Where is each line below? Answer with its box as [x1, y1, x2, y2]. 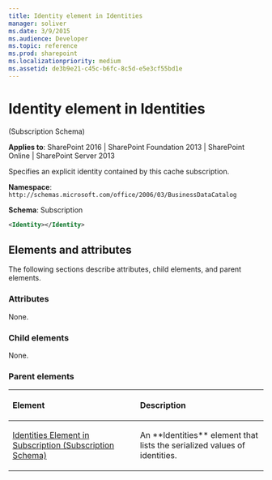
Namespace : [8, 182, 53, 191]
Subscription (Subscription [12, 439, 115, 451]
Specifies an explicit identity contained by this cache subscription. [8, 166, 230, 176]
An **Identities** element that [140, 430, 259, 441]
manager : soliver [8, 19, 67, 28]
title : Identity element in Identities [8, 11, 143, 20]
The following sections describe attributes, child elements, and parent [8, 264, 241, 274]
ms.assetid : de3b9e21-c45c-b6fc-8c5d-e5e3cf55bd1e [8, 65, 183, 73]
